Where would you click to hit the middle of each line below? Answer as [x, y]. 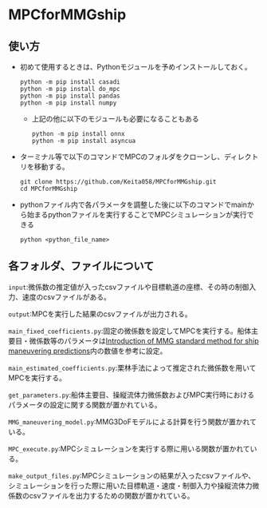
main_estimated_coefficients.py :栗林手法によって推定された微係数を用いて [132, 367]
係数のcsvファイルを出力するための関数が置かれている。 [101, 495]
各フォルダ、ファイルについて [81, 266]
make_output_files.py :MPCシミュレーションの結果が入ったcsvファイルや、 [132, 475]
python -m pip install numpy [68, 103]
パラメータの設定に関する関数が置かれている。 [85, 404]
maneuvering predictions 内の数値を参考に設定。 [88, 351]
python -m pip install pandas [70, 96]
